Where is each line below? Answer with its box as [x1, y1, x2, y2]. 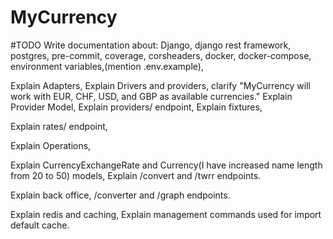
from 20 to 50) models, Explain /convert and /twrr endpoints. [10, 169, 262, 181]
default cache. [10, 219, 70, 231]
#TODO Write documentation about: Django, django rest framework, [10, 39, 292, 51]
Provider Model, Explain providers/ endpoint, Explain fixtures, [10, 101, 263, 113]
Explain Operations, [10, 139, 92, 151]
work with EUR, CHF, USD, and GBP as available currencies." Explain [10, 90, 293, 102]
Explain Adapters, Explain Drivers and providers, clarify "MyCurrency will [10, 79, 311, 91]
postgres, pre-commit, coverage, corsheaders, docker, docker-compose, [10, 49, 312, 61]
